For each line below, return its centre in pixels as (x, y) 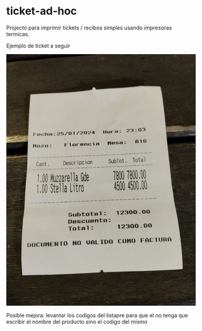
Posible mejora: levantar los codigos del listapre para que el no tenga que (97, 315)
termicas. (18, 34)
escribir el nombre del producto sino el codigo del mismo (77, 322)
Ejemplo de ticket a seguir (38, 46)
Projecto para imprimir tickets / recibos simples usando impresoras (89, 28)
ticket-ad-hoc (41, 11)
